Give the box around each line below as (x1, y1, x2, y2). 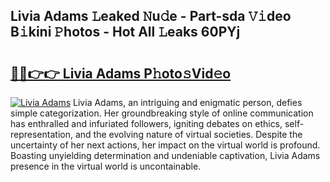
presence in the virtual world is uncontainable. (10, 160, 202, 172)
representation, (10, 129, 73, 140)
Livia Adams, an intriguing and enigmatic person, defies (73, 97, 303, 108)
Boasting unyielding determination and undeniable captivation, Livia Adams (10, 150, 321, 161)
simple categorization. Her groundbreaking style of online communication (10, 107, 314, 119)
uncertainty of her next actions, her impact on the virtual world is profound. (10, 139, 321, 151)
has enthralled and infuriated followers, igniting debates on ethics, (10, 118, 283, 129)
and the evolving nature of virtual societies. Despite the (74, 129, 303, 140)
